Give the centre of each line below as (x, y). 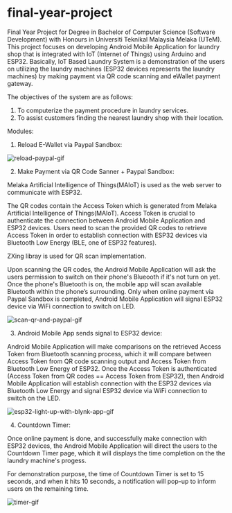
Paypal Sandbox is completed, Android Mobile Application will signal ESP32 (115, 299)
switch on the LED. (34, 398)
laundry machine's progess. (47, 460)
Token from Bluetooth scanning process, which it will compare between (109, 354)
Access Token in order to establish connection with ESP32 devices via (107, 235)
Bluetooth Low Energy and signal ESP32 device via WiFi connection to (107, 390)
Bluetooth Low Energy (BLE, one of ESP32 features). (82, 242)
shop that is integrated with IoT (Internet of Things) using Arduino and (107, 54)
